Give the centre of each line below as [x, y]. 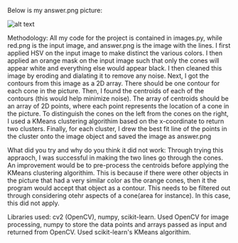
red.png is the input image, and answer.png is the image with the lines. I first [119, 45]
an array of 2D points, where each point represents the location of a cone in [118, 106]
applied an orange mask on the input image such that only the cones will [113, 61]
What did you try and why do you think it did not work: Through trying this [115, 150]
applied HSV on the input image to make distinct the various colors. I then [115, 53]
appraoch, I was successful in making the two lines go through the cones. [115, 157]
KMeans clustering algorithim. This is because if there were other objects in [118, 173]
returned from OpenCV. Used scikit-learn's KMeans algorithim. [99, 232]
